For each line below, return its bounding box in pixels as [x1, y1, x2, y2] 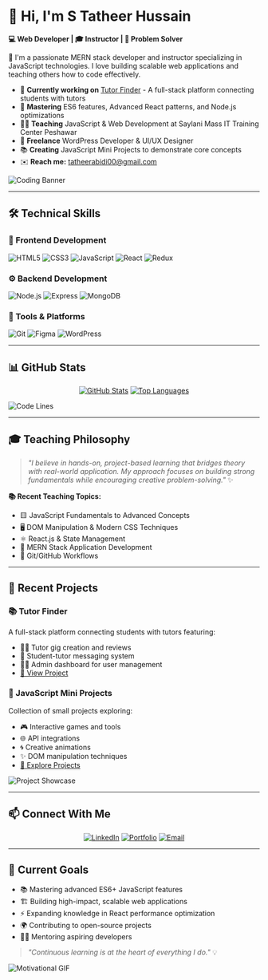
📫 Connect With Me [8, 808, 112, 821]
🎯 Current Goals [8, 863, 89, 877]
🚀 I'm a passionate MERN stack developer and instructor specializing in [8, 52, 242, 62]
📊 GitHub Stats [8, 361, 86, 374]
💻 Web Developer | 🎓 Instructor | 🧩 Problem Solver [8, 34, 183, 43]
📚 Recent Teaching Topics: [8, 491, 101, 501]
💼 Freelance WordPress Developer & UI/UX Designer [19, 136, 194, 145]
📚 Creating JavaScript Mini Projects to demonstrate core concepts [19, 144, 242, 154]
